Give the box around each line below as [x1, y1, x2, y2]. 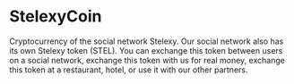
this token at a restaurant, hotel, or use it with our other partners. [9, 64, 248, 75]
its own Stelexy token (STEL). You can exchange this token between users [9, 45, 283, 55]
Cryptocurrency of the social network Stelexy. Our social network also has [9, 36, 284, 46]
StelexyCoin [9, 6, 102, 27]
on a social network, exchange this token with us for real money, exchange [9, 55, 285, 65]
